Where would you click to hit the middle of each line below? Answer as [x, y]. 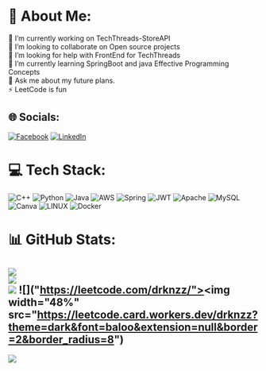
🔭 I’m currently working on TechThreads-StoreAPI [89, 38]
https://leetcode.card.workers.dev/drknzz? [147, 315]
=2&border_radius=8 [61, 340]
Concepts [24, 71]
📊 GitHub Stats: [62, 240]
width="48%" [44, 302]
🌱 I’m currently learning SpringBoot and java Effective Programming [119, 64]
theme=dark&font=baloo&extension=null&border [133, 328]
